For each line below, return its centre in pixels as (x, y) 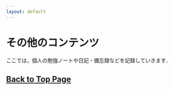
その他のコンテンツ (53, 43)
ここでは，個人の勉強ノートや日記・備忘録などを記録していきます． (89, 60)
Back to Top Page (39, 79)
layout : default (26, 12)
